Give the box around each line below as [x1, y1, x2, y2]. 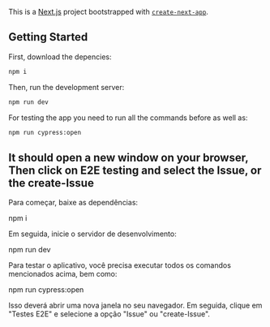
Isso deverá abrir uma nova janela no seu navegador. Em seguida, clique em [8, 300, 263, 311]
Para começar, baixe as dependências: [8, 198, 139, 208]
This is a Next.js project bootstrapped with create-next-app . [8, 7, 209, 16]
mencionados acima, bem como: [8, 269, 118, 279]
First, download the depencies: [8, 52, 112, 62]
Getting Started [8, 30, 88, 44]
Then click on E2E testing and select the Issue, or [8, 163, 262, 177]
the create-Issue [8, 176, 95, 190]
